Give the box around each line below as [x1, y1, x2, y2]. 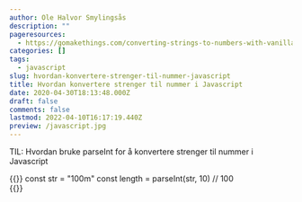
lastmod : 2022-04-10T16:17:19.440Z [9, 113, 143, 122]
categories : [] [9, 47, 67, 56]
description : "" [9, 22, 70, 31]
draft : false [9, 96, 58, 106]
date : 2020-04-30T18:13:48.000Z [9, 88, 130, 97]
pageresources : [9, 30, 67, 39]
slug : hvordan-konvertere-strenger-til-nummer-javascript [9, 72, 231, 81]
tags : [9, 55, 30, 64]
